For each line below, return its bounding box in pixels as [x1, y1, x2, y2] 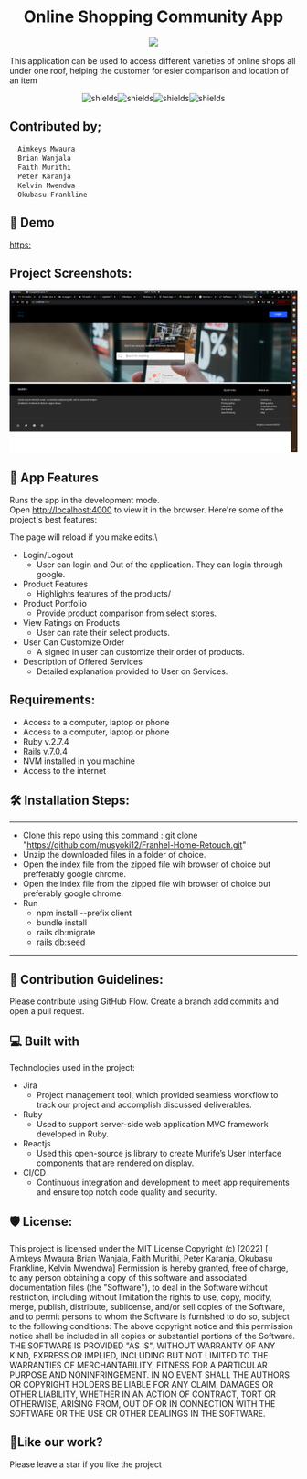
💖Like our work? [9, 1434, 103, 1450]
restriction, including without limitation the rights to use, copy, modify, [9, 1291, 272, 1303]
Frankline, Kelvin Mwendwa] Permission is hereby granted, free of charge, [9, 1262, 289, 1273]
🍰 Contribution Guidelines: [9, 971, 164, 988]
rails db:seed [36, 936, 86, 947]
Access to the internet [22, 765, 107, 776]
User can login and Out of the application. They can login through [36, 559, 283, 570]
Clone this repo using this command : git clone [22, 829, 198, 841]
